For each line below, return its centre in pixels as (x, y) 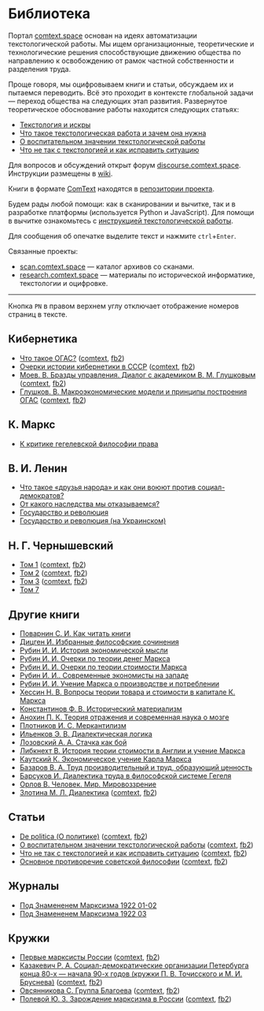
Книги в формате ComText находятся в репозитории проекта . (111, 188)
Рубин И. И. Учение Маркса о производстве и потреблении (119, 684)
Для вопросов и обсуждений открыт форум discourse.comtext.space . (125, 165)
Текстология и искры (55, 125)
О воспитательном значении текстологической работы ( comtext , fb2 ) (136, 845)
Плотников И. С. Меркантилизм (73, 725)
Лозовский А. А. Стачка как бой (73, 742)
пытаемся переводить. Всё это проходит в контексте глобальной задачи (131, 92)
